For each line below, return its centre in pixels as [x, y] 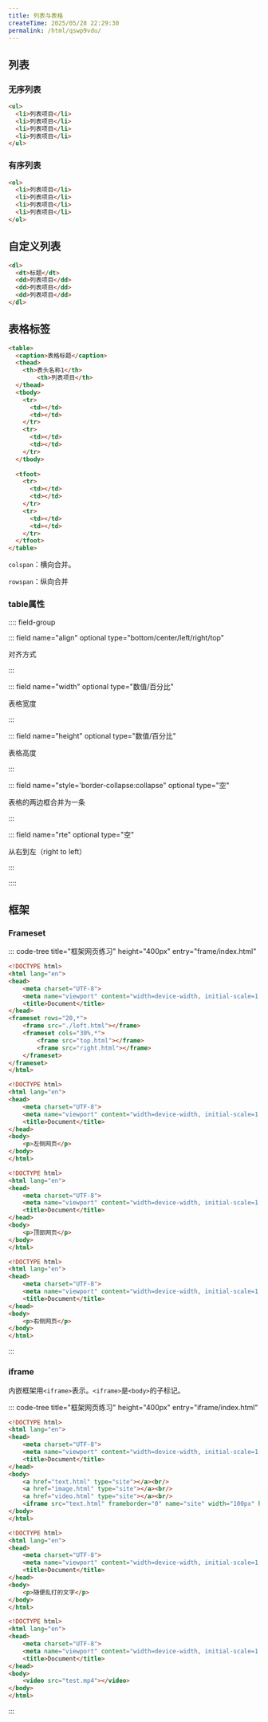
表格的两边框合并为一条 [47, 802]
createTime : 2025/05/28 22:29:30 [64, 23]
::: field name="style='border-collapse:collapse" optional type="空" [119, 785]
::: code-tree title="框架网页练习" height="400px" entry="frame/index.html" [132, 952]
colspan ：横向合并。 [42, 565]
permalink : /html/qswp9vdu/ [55, 30]
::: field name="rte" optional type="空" [71, 834]
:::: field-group [32, 622]
